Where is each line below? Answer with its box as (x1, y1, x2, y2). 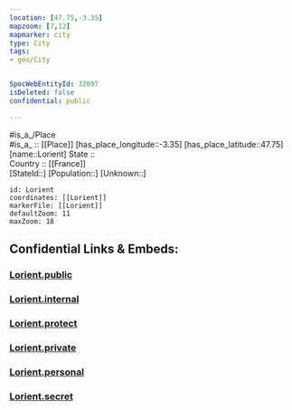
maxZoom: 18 (9, 216, 54, 226)
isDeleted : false (9, 88, 75, 97)
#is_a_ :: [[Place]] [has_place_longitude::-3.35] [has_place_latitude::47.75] (9, 138, 284, 149)
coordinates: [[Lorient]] (9, 193, 107, 202)
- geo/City (9, 55, 51, 64)
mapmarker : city (9, 30, 71, 39)
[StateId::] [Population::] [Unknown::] (9, 167, 146, 178)
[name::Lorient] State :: (9, 148, 95, 159)
